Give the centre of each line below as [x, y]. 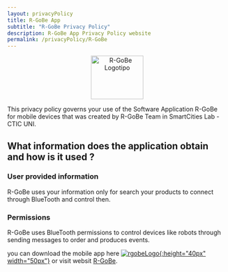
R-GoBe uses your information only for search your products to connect [111, 192]
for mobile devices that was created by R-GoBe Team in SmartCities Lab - [113, 116]
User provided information [53, 176]
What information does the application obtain [108, 146]
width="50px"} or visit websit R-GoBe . [62, 261]
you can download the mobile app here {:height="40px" [107, 254]
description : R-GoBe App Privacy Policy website [79, 33]
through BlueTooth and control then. [59, 199]
